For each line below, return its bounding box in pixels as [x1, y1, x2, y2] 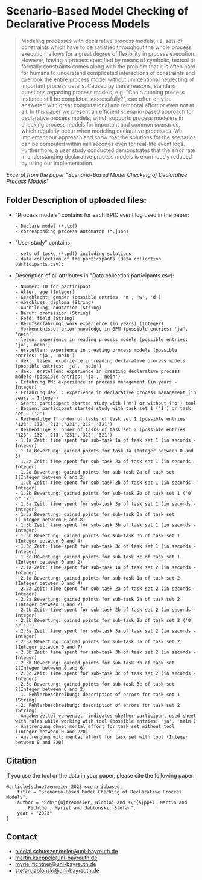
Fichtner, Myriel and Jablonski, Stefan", [28, 804, 136, 811]
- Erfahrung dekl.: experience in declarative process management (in [14, 389, 197, 395]
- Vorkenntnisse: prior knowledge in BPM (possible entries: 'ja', [14, 326, 188, 332]
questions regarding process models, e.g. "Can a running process [21, 88, 185, 96]
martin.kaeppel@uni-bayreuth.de [14, 854, 98, 861]
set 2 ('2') [14, 411, 45, 417]
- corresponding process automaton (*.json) [14, 228, 129, 234]
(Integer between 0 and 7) [14, 644, 83, 650]
